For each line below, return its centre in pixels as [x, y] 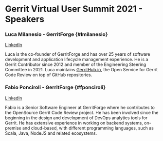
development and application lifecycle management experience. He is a [77, 60]
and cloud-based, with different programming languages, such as [88, 128]
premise [13, 128]
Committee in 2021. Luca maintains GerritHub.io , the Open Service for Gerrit [81, 70]
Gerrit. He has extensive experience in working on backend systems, [74, 123]
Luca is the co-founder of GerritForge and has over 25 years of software [78, 54]
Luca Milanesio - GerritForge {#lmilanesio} [56, 34]
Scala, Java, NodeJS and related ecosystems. [51, 133]
